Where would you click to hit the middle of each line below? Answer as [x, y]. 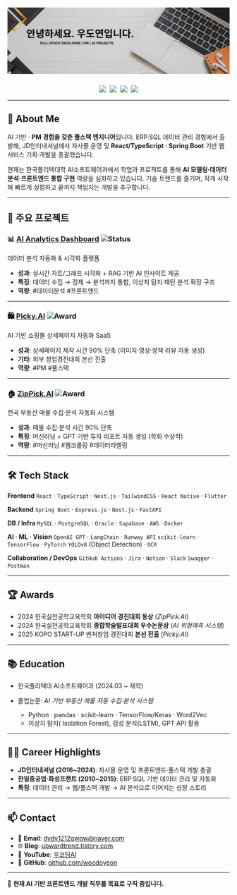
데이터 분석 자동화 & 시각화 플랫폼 [54, 258]
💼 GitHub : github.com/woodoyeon [67, 863]
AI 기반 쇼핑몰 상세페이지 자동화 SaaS [59, 335]
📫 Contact [32, 818]
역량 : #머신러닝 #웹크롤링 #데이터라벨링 [73, 445]
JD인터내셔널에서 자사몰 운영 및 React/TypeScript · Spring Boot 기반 [120, 145]
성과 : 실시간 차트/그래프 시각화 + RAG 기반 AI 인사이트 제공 [98, 273]
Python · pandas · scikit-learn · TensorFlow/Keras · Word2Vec [117, 714]
